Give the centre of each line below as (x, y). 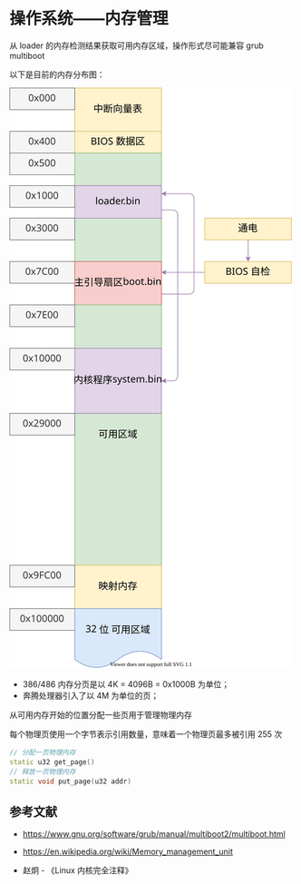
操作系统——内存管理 (89, 19)
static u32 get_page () (52, 762)
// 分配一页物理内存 (43, 752)
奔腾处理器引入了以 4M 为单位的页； (91, 695)
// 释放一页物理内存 (43, 771)
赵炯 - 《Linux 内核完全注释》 (78, 870)
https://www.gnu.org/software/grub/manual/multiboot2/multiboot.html (154, 834)
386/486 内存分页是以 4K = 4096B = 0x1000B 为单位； (126, 684)
